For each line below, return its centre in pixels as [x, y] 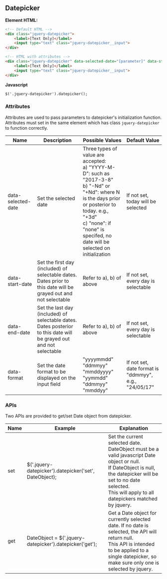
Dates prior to [53, 281]
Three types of [100, 149]
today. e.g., [96, 211]
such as [100, 173]
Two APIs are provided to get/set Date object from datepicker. [69, 416]
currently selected [129, 519]
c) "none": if [97, 223]
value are [93, 155]
